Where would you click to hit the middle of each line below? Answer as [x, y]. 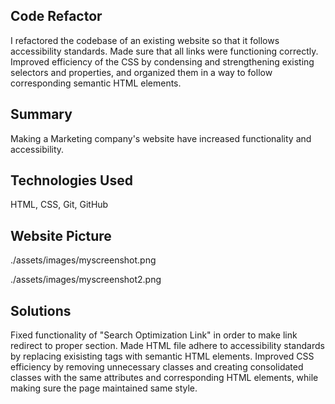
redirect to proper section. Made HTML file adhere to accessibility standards [167, 346]
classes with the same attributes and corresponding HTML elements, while [164, 378]
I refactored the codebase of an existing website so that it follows [145, 40]
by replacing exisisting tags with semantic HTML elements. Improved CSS [162, 356]
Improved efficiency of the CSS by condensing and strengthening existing [162, 61]
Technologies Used [71, 180]
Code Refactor [56, 16]
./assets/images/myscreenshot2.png [86, 280]
